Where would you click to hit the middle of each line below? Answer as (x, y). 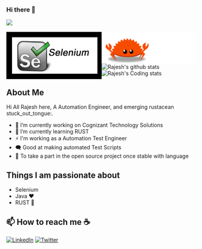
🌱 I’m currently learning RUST (52, 132)
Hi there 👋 (21, 10)
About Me (25, 92)
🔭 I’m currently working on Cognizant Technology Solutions (89, 125)
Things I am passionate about (63, 175)
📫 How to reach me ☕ (48, 222)
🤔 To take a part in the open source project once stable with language (102, 156)
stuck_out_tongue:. (30, 114)
